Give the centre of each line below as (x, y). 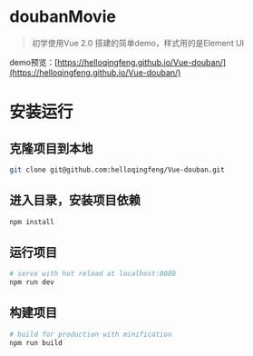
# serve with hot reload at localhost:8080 (93, 274)
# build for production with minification (91, 334)
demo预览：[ (34, 62)
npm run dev (32, 282)
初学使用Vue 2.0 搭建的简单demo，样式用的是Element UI (138, 43)
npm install (32, 222)
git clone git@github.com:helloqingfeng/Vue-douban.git (117, 170)
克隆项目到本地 (51, 148)
